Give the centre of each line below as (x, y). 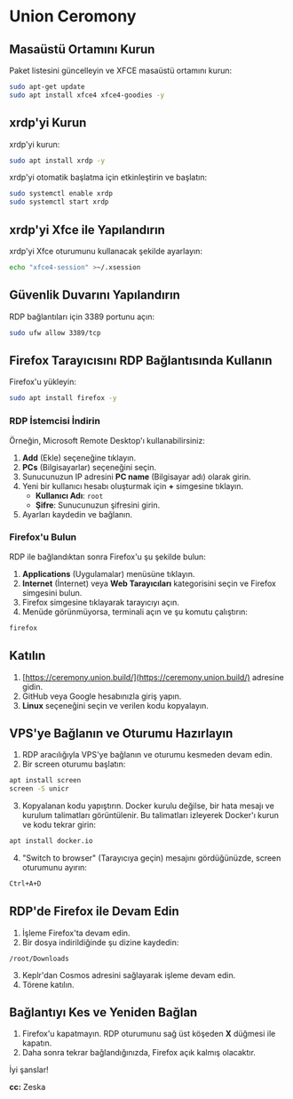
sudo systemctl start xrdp (59, 202)
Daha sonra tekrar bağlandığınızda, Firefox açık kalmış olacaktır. (139, 1053)
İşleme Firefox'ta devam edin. (76, 933)
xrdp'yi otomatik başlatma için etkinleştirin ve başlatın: (108, 177)
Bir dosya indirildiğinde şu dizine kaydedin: (100, 942)
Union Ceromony (73, 16)
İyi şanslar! (29, 1070)
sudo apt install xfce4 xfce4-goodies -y (87, 95)
